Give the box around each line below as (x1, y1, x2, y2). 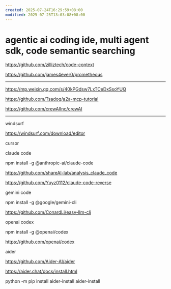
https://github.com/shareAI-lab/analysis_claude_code (5, 170, 118, 176)
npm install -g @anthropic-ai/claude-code (5, 160, 94, 166)
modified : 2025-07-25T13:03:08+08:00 (5, 12, 85, 17)
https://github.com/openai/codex (5, 239, 75, 245)
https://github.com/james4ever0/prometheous (5, 72, 103, 78)
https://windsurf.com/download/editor (5, 130, 85, 136)
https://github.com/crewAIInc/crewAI (5, 106, 82, 112)
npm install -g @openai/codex (5, 229, 69, 235)
